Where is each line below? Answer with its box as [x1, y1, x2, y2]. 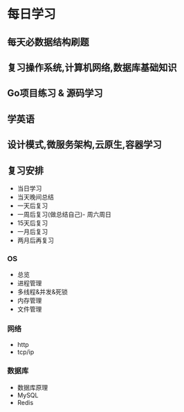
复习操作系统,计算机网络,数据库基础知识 [7, 62, 178, 73]
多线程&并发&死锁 [17, 288, 68, 296]
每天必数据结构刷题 [7, 36, 89, 48]
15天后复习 [17, 219, 48, 227]
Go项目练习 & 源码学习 [7, 87, 103, 99]
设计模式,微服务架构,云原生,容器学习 [7, 139, 163, 151]
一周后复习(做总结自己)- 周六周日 [17, 210, 112, 218]
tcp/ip [17, 348, 35, 356]
